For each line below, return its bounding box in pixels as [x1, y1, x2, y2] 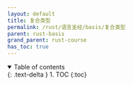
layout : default [7, 10, 55, 18]
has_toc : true [7, 43, 50, 50]
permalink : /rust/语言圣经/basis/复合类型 [7, 23, 126, 30]
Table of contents [13, 63, 65, 71]
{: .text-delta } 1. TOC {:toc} [7, 70, 87, 79]
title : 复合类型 [7, 17, 51, 24]
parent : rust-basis [7, 30, 65, 38]
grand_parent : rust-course [7, 37, 87, 44]
